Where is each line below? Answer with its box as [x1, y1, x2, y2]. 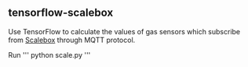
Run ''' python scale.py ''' [8, 50, 91, 59]
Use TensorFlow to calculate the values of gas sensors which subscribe [8, 26, 241, 36]
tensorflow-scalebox [8, 6, 114, 19]
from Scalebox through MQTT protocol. [8, 35, 136, 44]
